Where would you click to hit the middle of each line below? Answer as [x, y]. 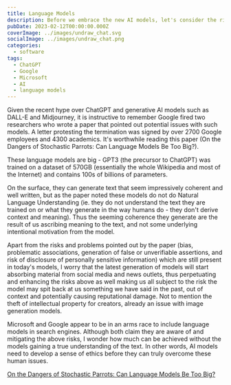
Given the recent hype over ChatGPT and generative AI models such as [108, 110]
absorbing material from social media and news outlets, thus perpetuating [112, 274]
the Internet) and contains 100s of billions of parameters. [88, 175]
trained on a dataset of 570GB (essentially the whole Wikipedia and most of [114, 167]
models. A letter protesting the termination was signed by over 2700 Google [114, 132]
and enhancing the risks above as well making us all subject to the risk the [112, 282]
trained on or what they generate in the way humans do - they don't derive [113, 210]
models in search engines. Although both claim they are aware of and [106, 332]
